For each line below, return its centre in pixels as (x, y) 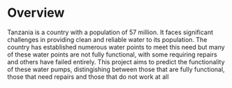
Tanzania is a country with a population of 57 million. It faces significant (110, 32)
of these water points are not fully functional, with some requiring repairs (113, 54)
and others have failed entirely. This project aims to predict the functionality (116, 61)
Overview (36, 13)
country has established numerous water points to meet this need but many (116, 47)
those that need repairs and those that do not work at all (88, 76)
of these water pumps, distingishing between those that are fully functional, (116, 69)
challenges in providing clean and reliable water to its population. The (107, 39)
